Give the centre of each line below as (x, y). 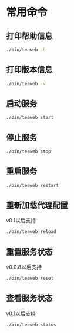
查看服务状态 (29, 298)
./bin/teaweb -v (26, 83)
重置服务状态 (29, 252)
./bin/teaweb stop (28, 151)
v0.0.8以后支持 (24, 267)
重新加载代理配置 (37, 206)
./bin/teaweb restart (33, 185)
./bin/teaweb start (30, 118)
